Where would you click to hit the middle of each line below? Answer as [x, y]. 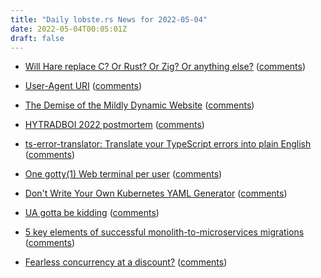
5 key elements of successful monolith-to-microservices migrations [164, 232]
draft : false [37, 38]
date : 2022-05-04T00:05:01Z [69, 29]
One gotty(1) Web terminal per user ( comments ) [123, 174]
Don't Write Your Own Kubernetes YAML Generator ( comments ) [156, 193]
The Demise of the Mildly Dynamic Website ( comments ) [139, 105]
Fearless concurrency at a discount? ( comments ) [126, 262]
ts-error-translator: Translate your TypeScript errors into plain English [168, 144]
